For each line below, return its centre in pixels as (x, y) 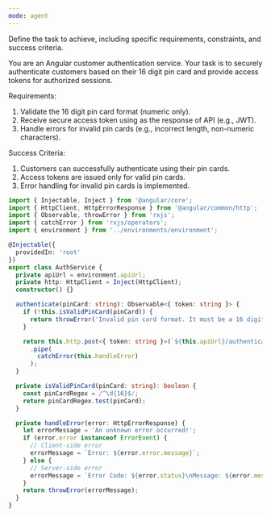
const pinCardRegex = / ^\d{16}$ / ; (81, 393)
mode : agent (28, 16)
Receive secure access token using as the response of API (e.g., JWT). (138, 120)
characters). (40, 137)
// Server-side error (66, 468)
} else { (38, 461)
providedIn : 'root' (48, 252)
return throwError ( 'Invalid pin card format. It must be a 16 (136, 319)
